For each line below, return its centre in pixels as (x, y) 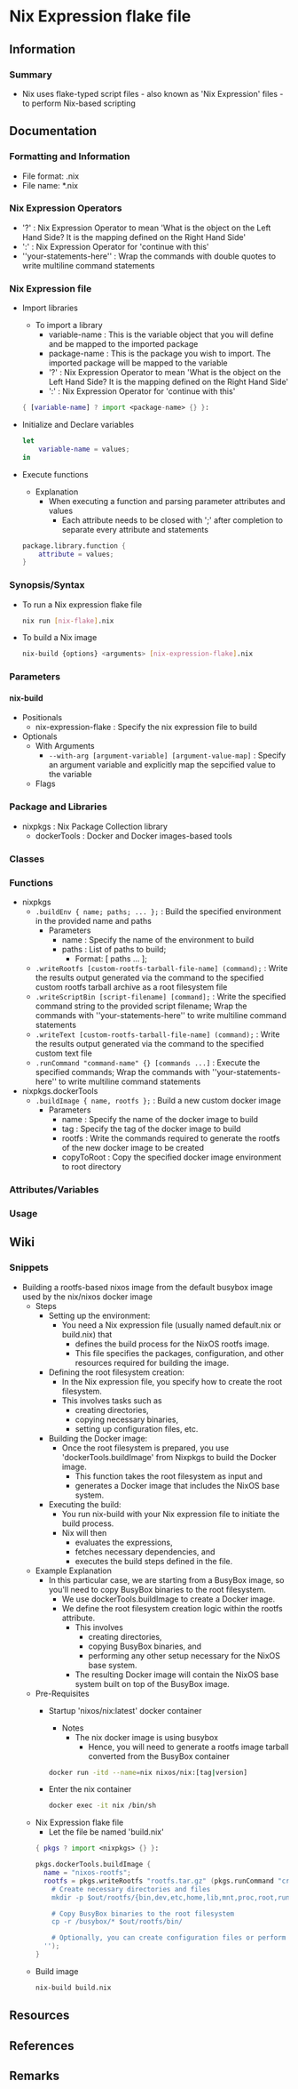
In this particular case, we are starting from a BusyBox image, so (166, 1579)
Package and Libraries (59, 807)
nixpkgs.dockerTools (60, 1090)
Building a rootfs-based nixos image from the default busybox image (147, 1287)
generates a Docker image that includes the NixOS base (177, 1485)
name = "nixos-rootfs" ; (87, 1873)
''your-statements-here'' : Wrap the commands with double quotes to (149, 256)
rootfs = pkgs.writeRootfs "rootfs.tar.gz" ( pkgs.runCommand (159, 1881)
